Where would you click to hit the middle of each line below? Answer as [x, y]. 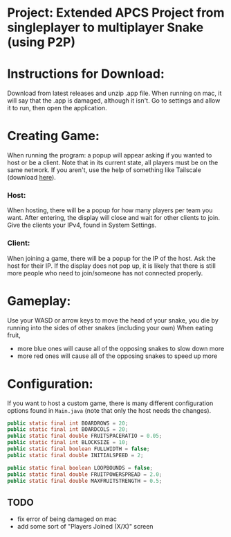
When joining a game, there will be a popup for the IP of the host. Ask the [111, 258]
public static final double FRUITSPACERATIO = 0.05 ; [85, 436]
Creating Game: [54, 136]
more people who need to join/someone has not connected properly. [105, 273]
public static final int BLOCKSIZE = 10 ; [68, 443]
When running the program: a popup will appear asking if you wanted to [110, 155]
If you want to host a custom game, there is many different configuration [110, 403]
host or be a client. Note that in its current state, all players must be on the [113, 163]
